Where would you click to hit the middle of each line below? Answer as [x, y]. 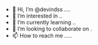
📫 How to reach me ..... [42, 36]
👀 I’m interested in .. [37, 16]
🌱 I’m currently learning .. [44, 22]
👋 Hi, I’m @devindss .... [41, 9]
